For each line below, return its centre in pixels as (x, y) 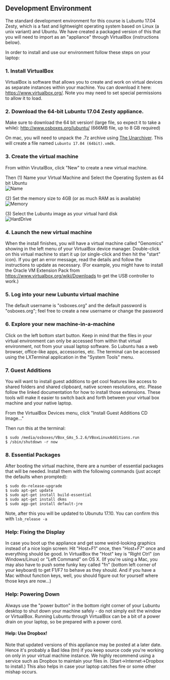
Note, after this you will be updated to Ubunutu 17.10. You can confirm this (82, 513)
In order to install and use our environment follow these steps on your (78, 52)
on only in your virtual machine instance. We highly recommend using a (80, 656)
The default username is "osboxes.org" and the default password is (76, 306)
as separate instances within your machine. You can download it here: (78, 87)
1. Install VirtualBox (29, 71)
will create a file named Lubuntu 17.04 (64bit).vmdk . (60, 143)
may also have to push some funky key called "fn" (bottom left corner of (81, 565)
